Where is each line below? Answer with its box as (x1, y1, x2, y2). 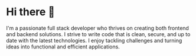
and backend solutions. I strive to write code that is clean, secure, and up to (6, 30, 191, 37)
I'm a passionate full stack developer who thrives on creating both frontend (6, 24, 189, 32)
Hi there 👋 (6, 5, 55, 19)
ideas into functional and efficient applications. (6, 43, 120, 50)
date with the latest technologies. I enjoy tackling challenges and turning (6, 37, 182, 44)
